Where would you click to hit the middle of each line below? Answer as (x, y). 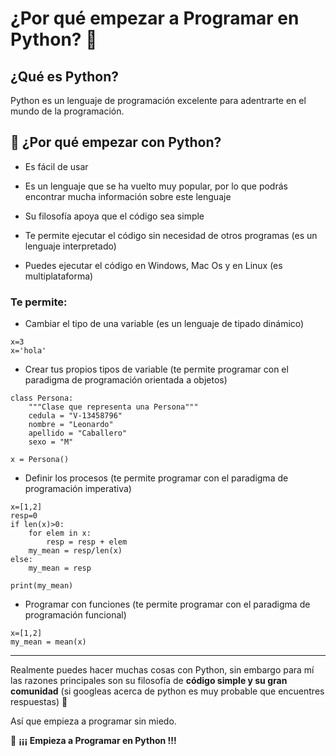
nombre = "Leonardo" (71, 425)
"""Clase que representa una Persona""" (113, 407)
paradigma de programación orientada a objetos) (126, 380)
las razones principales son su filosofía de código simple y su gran (149, 681)
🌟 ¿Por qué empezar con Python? (116, 142)
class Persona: (42, 398)
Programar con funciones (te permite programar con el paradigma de (167, 604)
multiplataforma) (59, 276)
